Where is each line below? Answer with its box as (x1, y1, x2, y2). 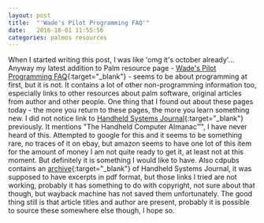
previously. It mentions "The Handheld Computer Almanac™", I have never (8, 122, 247, 132)
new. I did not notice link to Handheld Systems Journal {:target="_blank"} (8, 113, 244, 123)
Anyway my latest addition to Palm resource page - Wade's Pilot (8, 64, 217, 73)
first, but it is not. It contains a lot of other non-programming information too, (8, 80, 257, 90)
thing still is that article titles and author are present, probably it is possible (8, 198, 251, 207)
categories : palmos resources (8, 33, 108, 42)
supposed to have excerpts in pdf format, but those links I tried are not (8, 173, 238, 182)
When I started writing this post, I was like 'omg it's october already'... (8, 55, 235, 65)
